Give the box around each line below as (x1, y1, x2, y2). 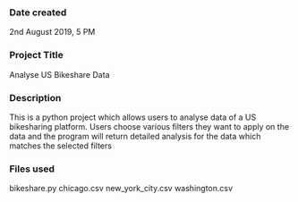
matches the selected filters (9, 140, 112, 151)
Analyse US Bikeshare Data (9, 69, 110, 80)
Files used (9, 163, 55, 175)
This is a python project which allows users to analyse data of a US (9, 112, 257, 122)
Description (9, 91, 62, 104)
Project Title (9, 49, 64, 62)
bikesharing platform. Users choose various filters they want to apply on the (9, 121, 289, 131)
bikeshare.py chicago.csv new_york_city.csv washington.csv (9, 183, 234, 194)
